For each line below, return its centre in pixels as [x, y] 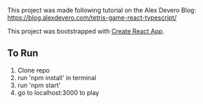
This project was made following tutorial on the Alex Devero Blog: [102, 10]
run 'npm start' [39, 85]
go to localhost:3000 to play [58, 92]
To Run [23, 53]
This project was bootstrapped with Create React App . [86, 31]
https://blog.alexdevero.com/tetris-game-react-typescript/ [92, 18]
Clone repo [34, 70]
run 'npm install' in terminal [57, 77]
